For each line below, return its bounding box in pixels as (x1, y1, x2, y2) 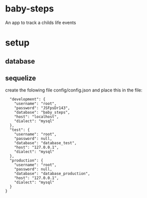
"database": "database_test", (14, 140, 77, 145)
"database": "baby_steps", (14, 110, 70, 115)
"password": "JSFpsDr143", (14, 105, 70, 110)
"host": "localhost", (14, 114, 59, 119)
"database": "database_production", (14, 171, 91, 176)
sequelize (5, 73, 36, 82)
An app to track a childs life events (5, 19, 76, 25)
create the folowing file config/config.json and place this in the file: (5, 87, 143, 93)
